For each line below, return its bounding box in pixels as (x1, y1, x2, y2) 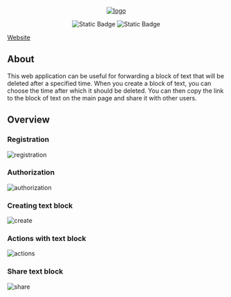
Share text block (7, 267, 64, 276)
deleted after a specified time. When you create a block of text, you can (7, 79, 212, 87)
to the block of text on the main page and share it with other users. (7, 93, 197, 102)
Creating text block (7, 201, 73, 210)
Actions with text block (7, 234, 86, 244)
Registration (7, 135, 50, 145)
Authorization (7, 168, 55, 177)
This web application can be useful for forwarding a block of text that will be (7, 71, 225, 80)
